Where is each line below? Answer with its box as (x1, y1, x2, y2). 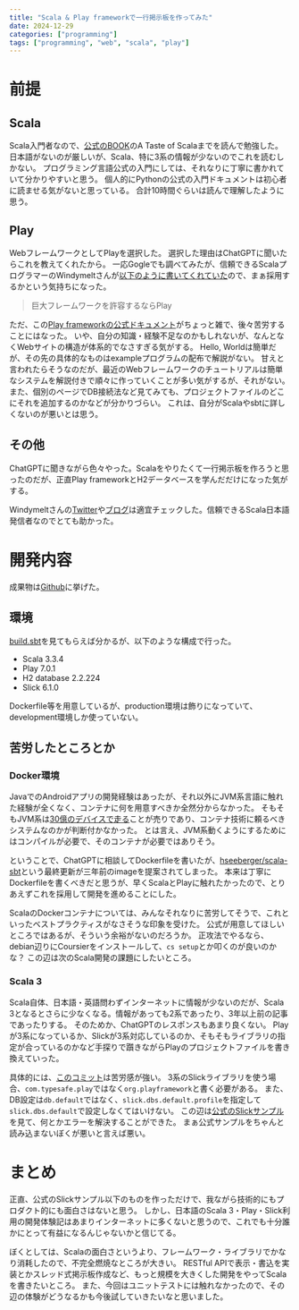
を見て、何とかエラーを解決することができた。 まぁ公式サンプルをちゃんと (9, 1116, 285, 1127)
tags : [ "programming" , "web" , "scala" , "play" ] (9, 38, 190, 47)
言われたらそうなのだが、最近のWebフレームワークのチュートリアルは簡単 (9, 364, 284, 375)
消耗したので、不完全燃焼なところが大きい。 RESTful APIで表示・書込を (16, 1257, 282, 1268)
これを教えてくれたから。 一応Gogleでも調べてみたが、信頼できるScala (16, 259, 279, 269)
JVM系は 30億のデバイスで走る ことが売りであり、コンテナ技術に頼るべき (16, 813, 286, 824)
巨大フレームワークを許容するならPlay (30, 301, 172, 311)
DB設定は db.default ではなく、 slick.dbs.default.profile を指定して (9, 1093, 262, 1105)
